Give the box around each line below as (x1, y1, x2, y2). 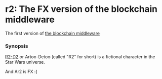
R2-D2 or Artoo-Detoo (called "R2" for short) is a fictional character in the (5, 54, 156, 60)
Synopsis (5, 42, 28, 49)
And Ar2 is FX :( (5, 69, 38, 75)
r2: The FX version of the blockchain (5, 3, 158, 15)
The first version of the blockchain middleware (5, 30, 100, 36)
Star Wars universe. (5, 59, 45, 65)
